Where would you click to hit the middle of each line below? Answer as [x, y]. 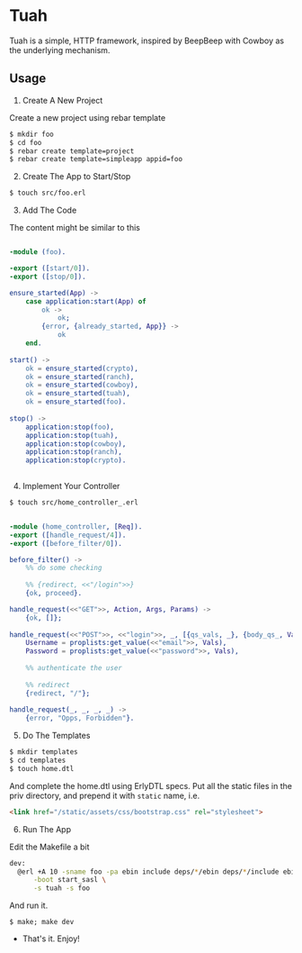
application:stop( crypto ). [76, 460]
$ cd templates [38, 760]
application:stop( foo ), [70, 427]
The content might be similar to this [75, 228]
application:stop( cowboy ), [76, 444]
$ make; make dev [42, 922]
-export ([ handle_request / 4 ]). [68, 535]
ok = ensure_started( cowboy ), [82, 385]
